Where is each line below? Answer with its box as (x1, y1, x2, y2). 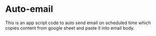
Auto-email (5, 3, 54, 15)
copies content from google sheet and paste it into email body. (5, 25, 135, 31)
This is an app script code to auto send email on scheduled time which (5, 20, 151, 26)
